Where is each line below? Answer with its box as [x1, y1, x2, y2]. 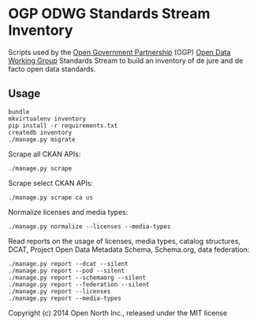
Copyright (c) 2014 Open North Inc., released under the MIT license [8, 308, 228, 317]
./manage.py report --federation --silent [8, 280, 150, 288]
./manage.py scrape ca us [8, 194, 93, 201]
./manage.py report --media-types [8, 294, 122, 302]
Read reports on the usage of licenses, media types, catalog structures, [8, 236, 241, 246]
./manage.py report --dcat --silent [8, 260, 128, 268]
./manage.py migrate [8, 135, 76, 143]
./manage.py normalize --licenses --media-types [8, 222, 171, 231]
